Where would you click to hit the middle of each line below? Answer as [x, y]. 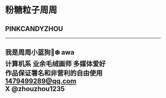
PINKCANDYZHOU [34, 28]
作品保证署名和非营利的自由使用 [54, 73]
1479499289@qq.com [41, 81]
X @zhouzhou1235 [35, 89]
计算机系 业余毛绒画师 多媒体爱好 [55, 64]
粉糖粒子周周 [31, 10]
